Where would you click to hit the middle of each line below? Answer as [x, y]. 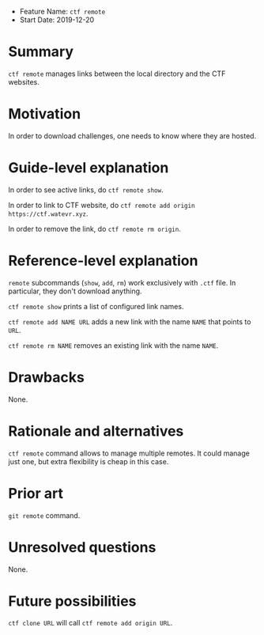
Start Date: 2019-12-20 [57, 20]
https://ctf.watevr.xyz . [48, 214]
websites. [24, 81]
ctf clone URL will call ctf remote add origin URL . [91, 623]
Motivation [45, 114]
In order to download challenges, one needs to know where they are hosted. [132, 136]
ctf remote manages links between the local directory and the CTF [117, 74]
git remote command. [44, 515]
